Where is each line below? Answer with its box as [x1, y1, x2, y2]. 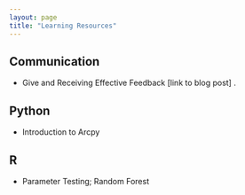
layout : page [9, 12, 58, 22]
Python [9, 103, 51, 118]
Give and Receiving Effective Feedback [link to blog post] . [21, 77, 237, 89]
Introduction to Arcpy [21, 127, 100, 137]
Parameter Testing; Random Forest [21, 175, 149, 186]
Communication [9, 54, 100, 69]
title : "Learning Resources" [9, 21, 117, 30]
